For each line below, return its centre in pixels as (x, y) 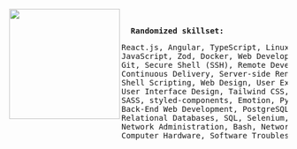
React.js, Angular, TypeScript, (191, 47)
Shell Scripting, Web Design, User (198, 82)
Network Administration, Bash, (189, 127)
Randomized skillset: (177, 31)
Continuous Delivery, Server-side (196, 74)
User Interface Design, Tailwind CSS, (206, 91)
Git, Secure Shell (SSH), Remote (194, 65)
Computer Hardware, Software (184, 135)
